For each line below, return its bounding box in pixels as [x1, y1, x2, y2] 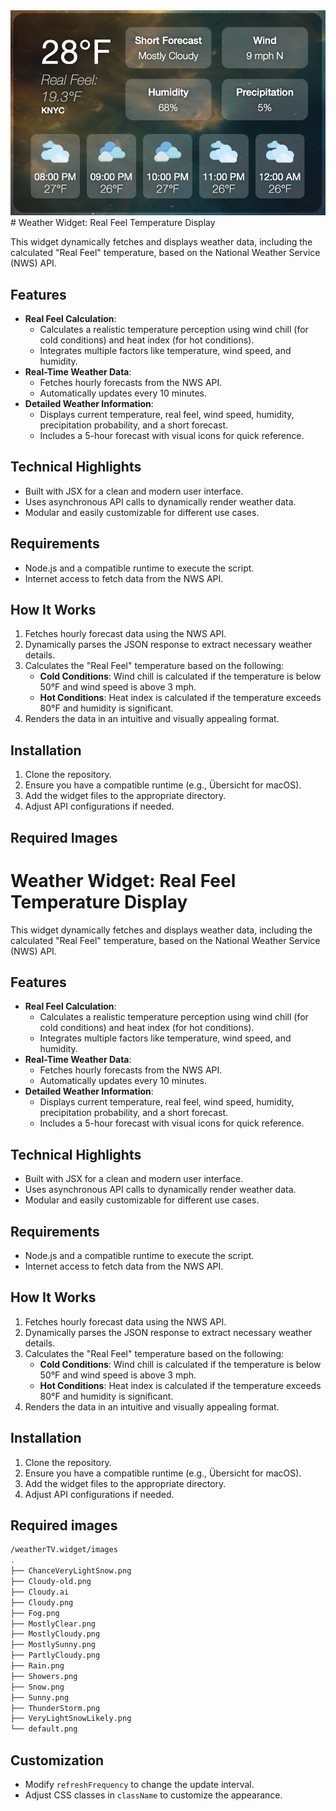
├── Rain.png [10, 1661, 65, 1671]
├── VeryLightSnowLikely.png [10, 1714, 132, 1724]
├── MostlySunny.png [10, 1640, 97, 1650]
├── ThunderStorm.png [10, 1703, 101, 1713]
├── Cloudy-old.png [10, 1577, 92, 1587]
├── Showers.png [10, 1671, 78, 1681]
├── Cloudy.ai [10, 1587, 70, 1597]
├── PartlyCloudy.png [10, 1650, 101, 1661]
